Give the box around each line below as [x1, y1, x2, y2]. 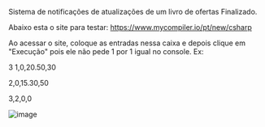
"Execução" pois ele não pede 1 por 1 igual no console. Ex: [8, 47, 205, 56]
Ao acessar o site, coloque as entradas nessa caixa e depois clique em [8, 38, 246, 48]
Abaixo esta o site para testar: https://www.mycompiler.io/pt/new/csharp [8, 23, 252, 32]
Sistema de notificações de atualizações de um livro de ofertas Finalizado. [8, 7, 258, 16]
